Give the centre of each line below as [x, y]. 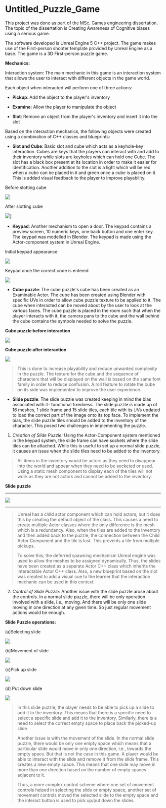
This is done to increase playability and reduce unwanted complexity [87, 369]
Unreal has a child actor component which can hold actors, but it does [89, 514]
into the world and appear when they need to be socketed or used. [85, 466]
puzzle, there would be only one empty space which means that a [84, 743]
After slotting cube [24, 206]
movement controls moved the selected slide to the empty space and [88, 795]
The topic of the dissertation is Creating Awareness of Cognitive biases [78, 28]
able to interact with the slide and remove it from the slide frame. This [88, 759]
